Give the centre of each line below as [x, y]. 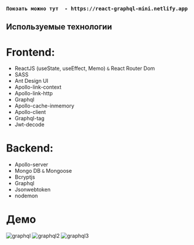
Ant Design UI [31, 81]
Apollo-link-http [34, 93]
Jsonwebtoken [33, 190]
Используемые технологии [59, 27]
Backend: [30, 148]
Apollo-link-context [38, 87]
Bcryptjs [25, 177]
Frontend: [31, 52]
